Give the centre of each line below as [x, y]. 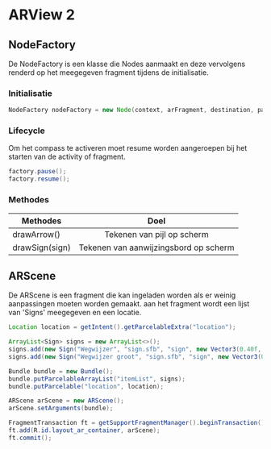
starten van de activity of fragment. [67, 157]
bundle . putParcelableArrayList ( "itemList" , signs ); [97, 379]
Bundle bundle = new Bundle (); [61, 371]
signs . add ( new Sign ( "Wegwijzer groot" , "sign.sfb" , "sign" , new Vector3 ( [135, 356]
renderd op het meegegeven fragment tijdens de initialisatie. [108, 73]
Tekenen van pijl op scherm [156, 234]
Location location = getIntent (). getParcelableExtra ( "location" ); [122, 327]
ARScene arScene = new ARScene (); [67, 401]
